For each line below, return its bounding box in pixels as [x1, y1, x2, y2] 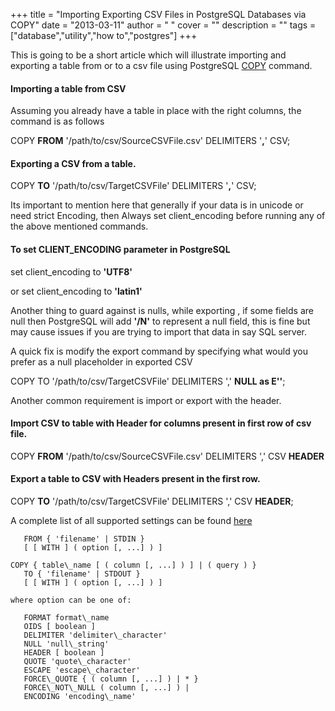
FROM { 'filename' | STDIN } [23, 534, 145, 544]
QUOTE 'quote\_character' [23, 657, 132, 667]
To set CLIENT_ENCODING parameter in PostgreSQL [10, 244, 231, 255]
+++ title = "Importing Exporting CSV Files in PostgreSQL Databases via [10, 9, 307, 20]
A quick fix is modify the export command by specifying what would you [10, 345, 308, 357]
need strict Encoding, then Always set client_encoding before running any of [10, 210, 326, 222]
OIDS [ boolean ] [23, 622, 97, 632]
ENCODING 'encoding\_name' [23, 692, 137, 702]
